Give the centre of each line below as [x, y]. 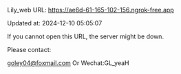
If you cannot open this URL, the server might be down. [85, 36]
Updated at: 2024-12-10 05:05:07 [55, 23]
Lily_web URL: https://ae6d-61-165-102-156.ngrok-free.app [90, 10]
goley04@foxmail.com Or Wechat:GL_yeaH [68, 63]
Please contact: [29, 50]
